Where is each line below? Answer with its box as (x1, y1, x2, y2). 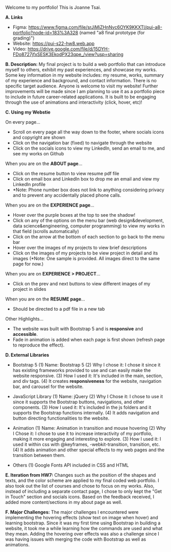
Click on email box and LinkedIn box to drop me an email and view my (12, 176, 160, 182)
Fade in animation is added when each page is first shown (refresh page (12, 337, 165, 342)
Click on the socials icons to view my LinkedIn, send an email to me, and (12, 145, 165, 151)
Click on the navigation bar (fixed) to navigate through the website (12, 140, 152, 146)
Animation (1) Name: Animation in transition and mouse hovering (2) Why (12, 425, 166, 431)
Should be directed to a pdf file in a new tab (12, 306, 105, 312)
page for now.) (12, 261, 44, 267)
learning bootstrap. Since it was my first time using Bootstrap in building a (5, 520, 161, 526)
